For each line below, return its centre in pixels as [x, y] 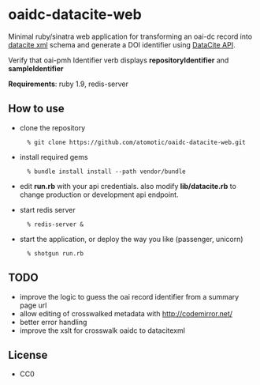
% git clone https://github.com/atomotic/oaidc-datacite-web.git [136, 142]
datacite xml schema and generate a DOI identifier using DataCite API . [122, 44]
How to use [36, 109]
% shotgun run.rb [56, 253]
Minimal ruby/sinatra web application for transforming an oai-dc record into [130, 36]
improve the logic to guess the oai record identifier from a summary [129, 296]
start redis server [48, 209]
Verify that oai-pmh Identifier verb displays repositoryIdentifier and [119, 60]
